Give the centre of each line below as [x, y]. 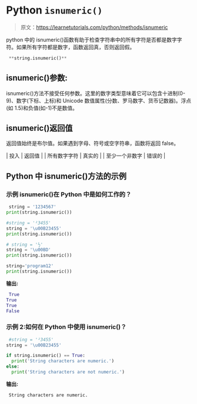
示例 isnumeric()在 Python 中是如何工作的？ [69, 194]
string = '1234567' [33, 207]
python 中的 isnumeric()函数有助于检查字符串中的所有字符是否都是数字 [92, 39]
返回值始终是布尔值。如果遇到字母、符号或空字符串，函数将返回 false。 [93, 143]
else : [13, 367]
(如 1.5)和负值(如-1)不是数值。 [42, 108]
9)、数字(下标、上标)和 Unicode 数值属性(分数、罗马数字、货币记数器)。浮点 [99, 100]
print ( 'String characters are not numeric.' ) [68, 372]
